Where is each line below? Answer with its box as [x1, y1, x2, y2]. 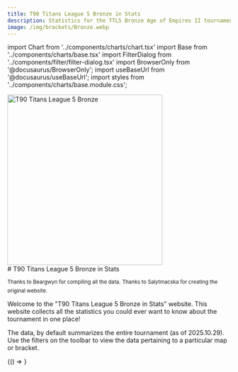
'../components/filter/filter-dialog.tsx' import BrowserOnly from [7, 58, 191, 67]
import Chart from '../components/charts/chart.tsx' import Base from [7, 43, 208, 52]
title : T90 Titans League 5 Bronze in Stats [7, 10, 141, 18]
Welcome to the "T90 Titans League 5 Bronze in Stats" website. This [7, 300, 208, 308]
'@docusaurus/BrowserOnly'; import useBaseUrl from [7, 65, 165, 74]
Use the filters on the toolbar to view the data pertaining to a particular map [7, 336, 227, 344]
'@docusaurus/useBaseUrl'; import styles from [7, 73, 145, 81]
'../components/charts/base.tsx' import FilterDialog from [7, 50, 172, 59]
